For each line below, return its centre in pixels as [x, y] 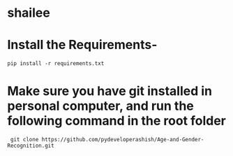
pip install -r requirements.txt [56, 64]
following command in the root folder [117, 121]
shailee [29, 13]
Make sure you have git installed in [110, 91]
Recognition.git [31, 146]
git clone [24, 140]
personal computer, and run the [100, 106]
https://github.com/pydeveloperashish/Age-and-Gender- [123, 140]
